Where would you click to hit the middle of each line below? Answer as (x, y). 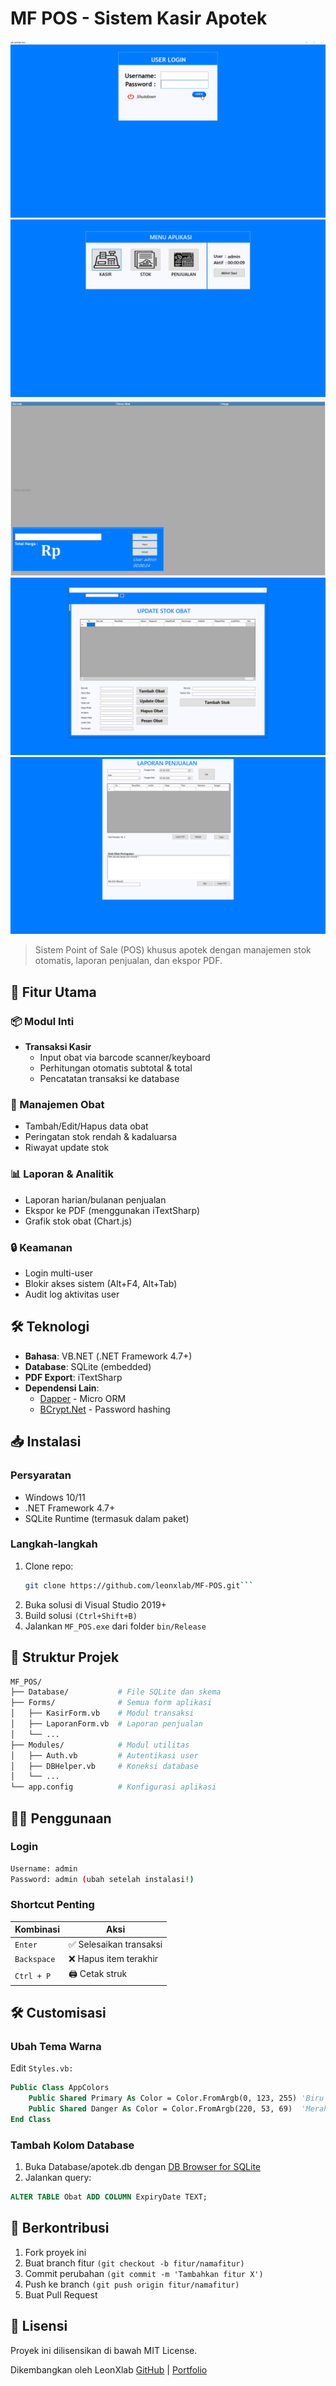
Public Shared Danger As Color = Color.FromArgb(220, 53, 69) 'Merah (178, 2109)
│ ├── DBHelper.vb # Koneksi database (104, 1766)
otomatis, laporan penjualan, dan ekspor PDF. (128, 961)
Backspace (35, 1960)
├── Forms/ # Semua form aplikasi (111, 1703)
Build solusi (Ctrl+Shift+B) (81, 1615)
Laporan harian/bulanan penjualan (95, 1199)
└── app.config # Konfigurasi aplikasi (113, 1787)
